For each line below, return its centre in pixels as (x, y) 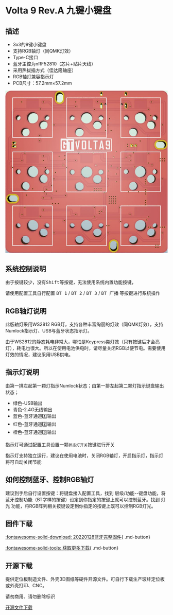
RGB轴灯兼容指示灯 (33, 77)
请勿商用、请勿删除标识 (30, 596)
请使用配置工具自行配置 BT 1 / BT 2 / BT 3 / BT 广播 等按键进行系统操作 (83, 293)
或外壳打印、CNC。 (26, 586)
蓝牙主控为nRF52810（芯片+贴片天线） (54, 64)
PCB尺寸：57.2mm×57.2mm (42, 83)
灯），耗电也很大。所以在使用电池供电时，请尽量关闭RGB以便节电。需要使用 (85, 348)
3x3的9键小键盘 (30, 45)
